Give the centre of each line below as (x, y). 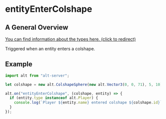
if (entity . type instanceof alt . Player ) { (54, 98)
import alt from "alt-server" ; (37, 76)
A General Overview (37, 27)
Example (19, 64)
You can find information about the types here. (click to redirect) (70, 39)
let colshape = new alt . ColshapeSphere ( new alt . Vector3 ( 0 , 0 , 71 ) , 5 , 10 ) (84, 84)
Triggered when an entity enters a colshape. (50, 49)
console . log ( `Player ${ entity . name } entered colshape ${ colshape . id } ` (88, 103)
